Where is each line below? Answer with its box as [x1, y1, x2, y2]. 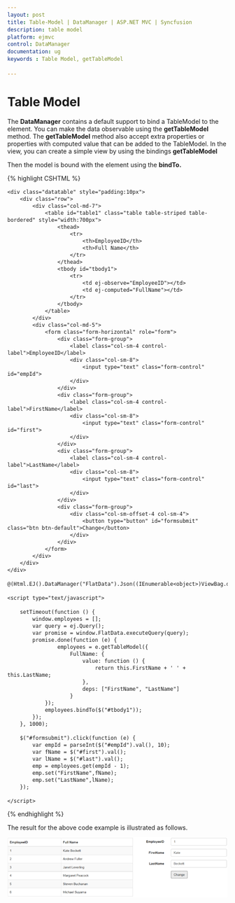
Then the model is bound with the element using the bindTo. [7, 160, 182, 169]
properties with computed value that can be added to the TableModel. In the [7, 139, 227, 148]
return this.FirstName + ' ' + [94, 664, 187, 671]
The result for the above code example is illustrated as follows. [7, 823, 188, 832]
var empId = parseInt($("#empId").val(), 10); [32, 741, 171, 748]
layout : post [7, 11, 45, 18]
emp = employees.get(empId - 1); [32, 762, 130, 769]
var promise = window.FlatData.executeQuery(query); [32, 629, 190, 636]
